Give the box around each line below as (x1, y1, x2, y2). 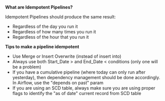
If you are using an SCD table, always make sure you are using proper (12, 85, 156, 91)
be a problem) (12, 64, 41, 70)
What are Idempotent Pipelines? (5, 4, 73, 10)
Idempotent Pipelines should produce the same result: (5, 14, 116, 19)
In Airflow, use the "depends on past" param (12, 80, 103, 86)
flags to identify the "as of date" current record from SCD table (12, 91, 142, 96)
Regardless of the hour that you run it (12, 34, 89, 40)
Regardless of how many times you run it (12, 29, 96, 34)
